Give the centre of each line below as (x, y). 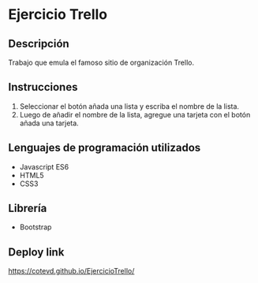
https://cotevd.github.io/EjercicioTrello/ (71, 271)
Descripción (39, 44)
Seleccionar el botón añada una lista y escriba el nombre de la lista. (129, 106)
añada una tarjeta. (49, 123)
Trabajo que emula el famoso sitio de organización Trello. (101, 62)
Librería (28, 209)
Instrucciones (43, 87)
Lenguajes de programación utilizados (105, 148)
